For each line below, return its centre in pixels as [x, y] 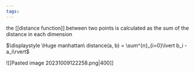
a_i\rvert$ [18, 51]
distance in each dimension [39, 34]
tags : [13, 11]
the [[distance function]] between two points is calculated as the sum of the [97, 28]
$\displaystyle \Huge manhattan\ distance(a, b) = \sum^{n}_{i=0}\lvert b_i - [97, 45]
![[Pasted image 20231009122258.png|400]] [60, 63]
